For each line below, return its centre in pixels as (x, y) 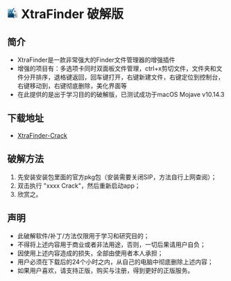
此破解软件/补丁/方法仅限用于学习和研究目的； (83, 236)
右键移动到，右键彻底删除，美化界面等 (72, 86)
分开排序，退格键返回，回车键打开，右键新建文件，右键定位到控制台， (123, 77)
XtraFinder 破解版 (72, 14)
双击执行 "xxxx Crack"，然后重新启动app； (79, 185)
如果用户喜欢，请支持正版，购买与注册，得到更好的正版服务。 (105, 271)
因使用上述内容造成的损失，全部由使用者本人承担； (90, 253)
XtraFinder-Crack (42, 135)
